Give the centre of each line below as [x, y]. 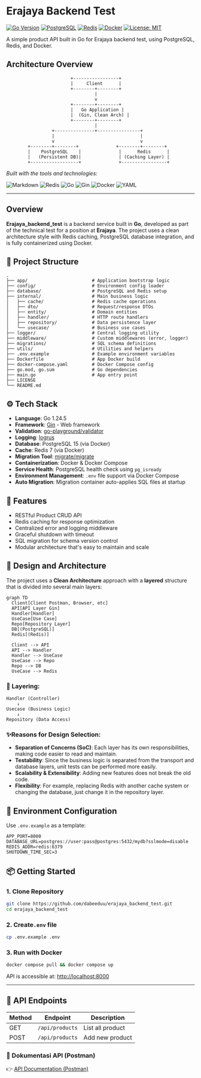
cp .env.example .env [33, 937]
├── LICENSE [21, 381]
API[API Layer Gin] [36, 608]
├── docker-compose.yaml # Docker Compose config [80, 365]
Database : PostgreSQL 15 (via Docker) [63, 444]
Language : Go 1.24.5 [41, 418]
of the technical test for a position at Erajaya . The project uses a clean [93, 230]
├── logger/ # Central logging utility [83, 333]
